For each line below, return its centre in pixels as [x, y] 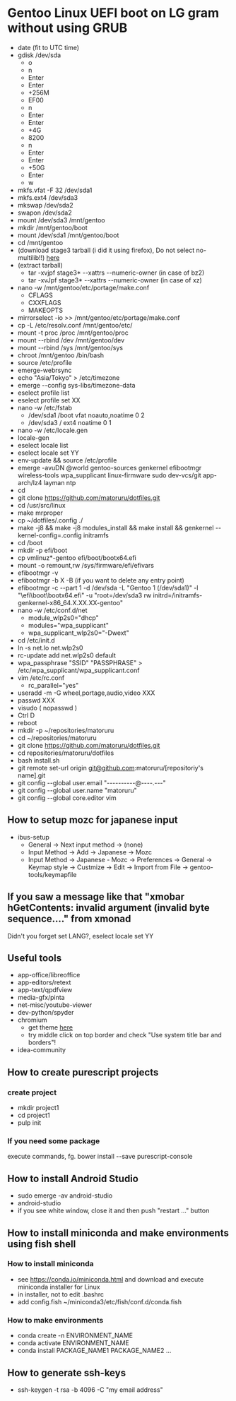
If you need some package [54, 1140]
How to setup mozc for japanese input [93, 820]
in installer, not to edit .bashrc [61, 1294]
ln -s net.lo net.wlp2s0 [50, 648]
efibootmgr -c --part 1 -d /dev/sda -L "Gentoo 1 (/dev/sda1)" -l [108, 588]
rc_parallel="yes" [53, 685]
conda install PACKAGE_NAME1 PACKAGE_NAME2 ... [94, 1351]
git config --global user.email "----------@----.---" [92, 782]
